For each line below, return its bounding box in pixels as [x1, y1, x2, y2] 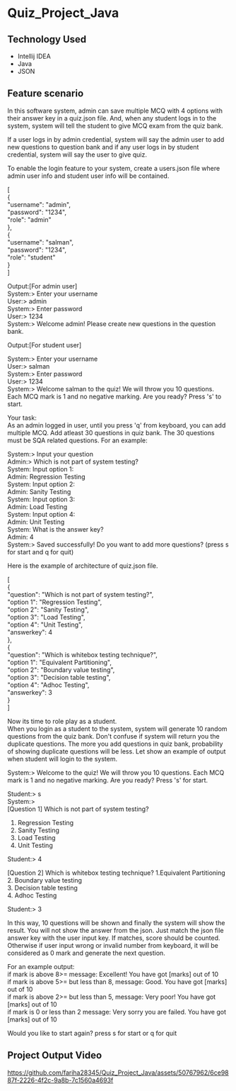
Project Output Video [7, 1049, 102, 1061]
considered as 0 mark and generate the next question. [7, 949, 166, 957]
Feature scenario [7, 87, 84, 100]
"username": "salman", [7, 237, 74, 246]
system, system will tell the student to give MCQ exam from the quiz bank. [7, 121, 224, 130]
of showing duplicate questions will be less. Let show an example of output [7, 746, 226, 756]
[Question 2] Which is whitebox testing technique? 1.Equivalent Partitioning [7, 868, 226, 877]
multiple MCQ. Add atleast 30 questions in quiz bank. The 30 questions [7, 428, 215, 437]
